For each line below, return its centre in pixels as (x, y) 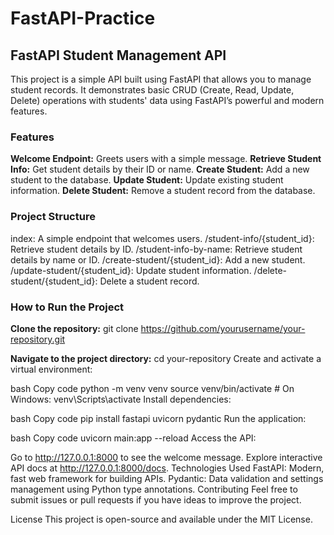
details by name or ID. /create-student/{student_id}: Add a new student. (158, 259)
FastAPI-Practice (83, 18)
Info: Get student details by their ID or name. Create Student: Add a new (160, 169)
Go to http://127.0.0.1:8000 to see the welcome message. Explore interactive (166, 457)
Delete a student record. (149, 281)
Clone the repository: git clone (74, 328)
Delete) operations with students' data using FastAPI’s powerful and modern (167, 100)
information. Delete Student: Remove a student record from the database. (163, 191)
